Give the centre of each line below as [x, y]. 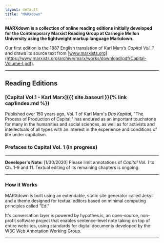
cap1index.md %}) [27, 103]
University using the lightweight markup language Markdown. [69, 38]
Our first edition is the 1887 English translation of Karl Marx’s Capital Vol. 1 [79, 48]
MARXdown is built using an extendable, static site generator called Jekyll [79, 195]
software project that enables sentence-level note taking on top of [83, 221]
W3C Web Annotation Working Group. [43, 231]
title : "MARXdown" [24, 14]
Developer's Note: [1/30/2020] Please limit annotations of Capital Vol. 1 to [80, 162]
